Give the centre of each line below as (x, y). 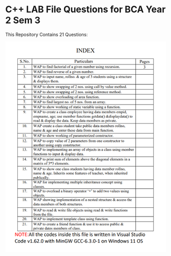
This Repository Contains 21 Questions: (47, 34)
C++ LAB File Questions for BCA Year (86, 9)
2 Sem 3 (23, 20)
